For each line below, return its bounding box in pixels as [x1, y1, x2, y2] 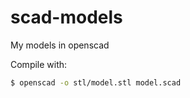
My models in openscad [10, 39, 110, 51]
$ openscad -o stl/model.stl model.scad [10, 77, 182, 88]
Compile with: [10, 58, 68, 70]
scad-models [10, 6, 123, 29]
